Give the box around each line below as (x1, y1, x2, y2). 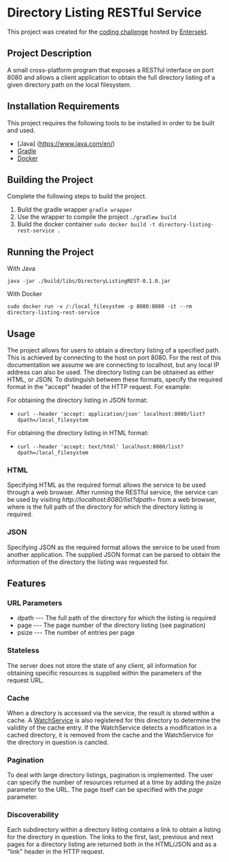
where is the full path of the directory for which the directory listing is (7, 503, 204, 511)
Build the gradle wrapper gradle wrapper (17, 205, 133, 214)
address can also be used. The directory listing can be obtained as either (7, 368, 215, 376)
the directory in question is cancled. (7, 738, 109, 746)
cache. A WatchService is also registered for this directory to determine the (7, 716, 221, 724)
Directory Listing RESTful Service (7, 5, 202, 21)
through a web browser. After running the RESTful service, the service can (7, 488, 218, 496)
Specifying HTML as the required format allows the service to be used (7, 481, 206, 490)
